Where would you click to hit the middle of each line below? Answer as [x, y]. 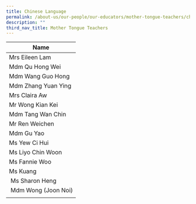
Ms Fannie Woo [30, 162]
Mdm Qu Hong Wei [35, 67]
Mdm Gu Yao [27, 133]
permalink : [19, 17]
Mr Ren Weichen [32, 124]
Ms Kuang [23, 171]
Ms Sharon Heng [34, 181]
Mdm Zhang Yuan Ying [40, 86]
